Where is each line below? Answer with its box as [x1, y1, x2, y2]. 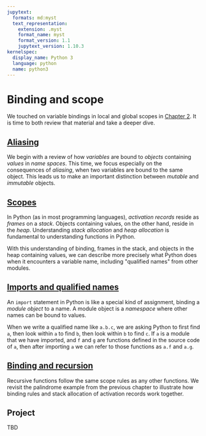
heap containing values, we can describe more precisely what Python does [7, 251, 197, 258]
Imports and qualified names [7, 282, 119, 293]
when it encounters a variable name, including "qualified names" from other [7, 258, 199, 265]
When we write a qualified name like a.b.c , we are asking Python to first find [7, 323, 200, 331]
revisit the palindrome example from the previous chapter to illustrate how [7, 383, 194, 391]
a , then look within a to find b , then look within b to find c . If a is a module [7, 329, 190, 337]
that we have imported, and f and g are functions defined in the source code [7, 336, 200, 343]
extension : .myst [18, 26, 63, 33]
